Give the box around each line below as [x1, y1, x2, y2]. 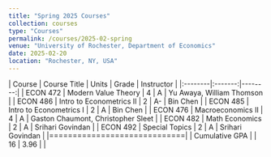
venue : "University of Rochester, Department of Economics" [8, 42, 217, 50]
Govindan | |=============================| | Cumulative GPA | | [8, 130, 257, 140]
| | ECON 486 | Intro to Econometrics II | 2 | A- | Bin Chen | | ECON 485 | [8, 96, 249, 106]
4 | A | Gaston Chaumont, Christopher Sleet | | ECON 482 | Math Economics [8, 113, 262, 123]
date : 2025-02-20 [8, 49, 67, 57]
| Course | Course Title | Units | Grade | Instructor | [8, 78, 179, 89]
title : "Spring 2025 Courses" [8, 11, 111, 20]
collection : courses [8, 19, 79, 28]
